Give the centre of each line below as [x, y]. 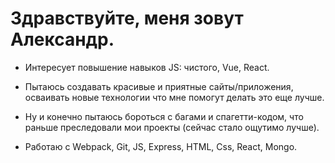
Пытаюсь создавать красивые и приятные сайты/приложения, [159, 86]
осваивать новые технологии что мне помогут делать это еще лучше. [174, 97]
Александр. [62, 39]
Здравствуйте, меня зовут [127, 18]
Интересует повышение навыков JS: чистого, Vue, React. [147, 67]
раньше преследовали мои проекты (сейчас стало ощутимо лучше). [172, 127]
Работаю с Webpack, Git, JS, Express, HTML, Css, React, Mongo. [161, 146]
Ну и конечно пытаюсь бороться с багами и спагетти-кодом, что [164, 116]
